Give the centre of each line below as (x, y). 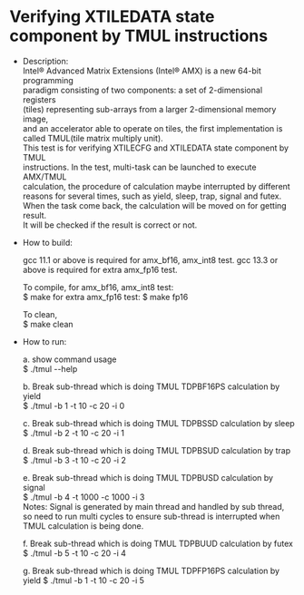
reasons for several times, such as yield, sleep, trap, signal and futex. (152, 196)
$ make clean (48, 324)
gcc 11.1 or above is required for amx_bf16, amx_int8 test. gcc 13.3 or (150, 259)
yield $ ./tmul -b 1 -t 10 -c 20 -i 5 (83, 580)
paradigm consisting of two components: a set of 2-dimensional (142, 90)
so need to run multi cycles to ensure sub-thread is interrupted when (151, 516)
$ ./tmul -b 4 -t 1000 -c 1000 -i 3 (83, 497)
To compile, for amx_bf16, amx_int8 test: (98, 287)
